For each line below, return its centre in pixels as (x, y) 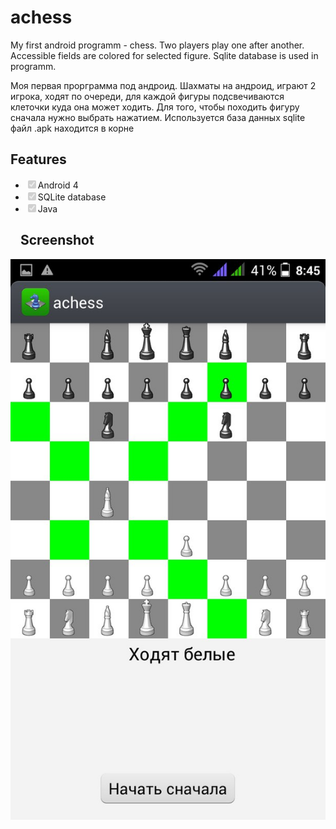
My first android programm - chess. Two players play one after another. (157, 45)
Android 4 (58, 185)
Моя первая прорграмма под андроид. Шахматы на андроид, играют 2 (163, 85)
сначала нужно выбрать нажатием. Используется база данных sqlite (158, 117)
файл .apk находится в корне (72, 128)
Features (38, 159)
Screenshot (57, 240)
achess (41, 17)
